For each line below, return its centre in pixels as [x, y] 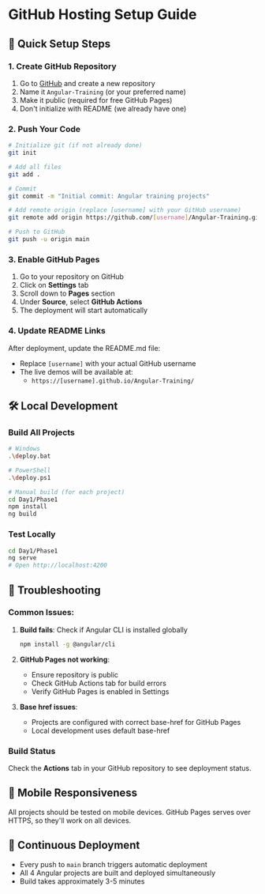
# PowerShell [30, 470]
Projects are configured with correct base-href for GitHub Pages [136, 722]
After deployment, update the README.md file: [84, 348]
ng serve [22, 558]
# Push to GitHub [37, 232]
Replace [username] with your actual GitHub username [108, 363]
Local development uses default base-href [101, 730]
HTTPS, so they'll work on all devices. [70, 820]
